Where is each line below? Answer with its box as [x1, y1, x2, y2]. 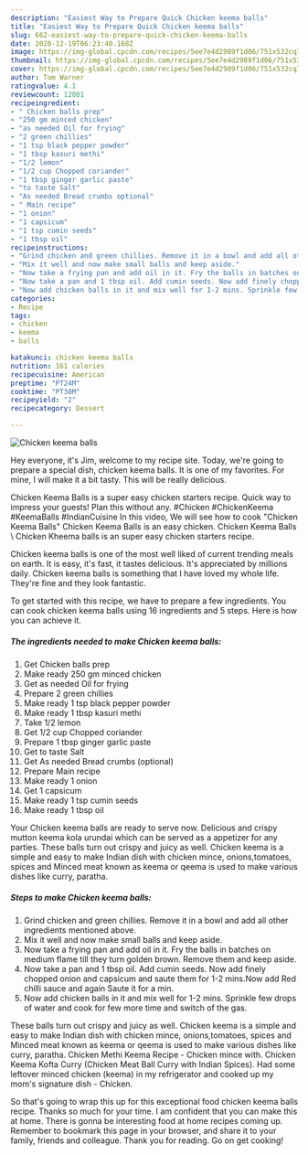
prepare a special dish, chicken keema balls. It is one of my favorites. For [10, 465, 285, 476]
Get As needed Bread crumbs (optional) [23, 755, 175, 766]
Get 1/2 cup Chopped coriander [23, 726, 143, 737]
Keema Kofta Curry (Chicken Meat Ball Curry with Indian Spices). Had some [10, 1058, 296, 1070]
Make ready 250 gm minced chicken [23, 668, 162, 679]
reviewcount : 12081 [10, 90, 85, 99]
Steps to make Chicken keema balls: [10, 892, 152, 903]
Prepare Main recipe [23, 765, 101, 776]
